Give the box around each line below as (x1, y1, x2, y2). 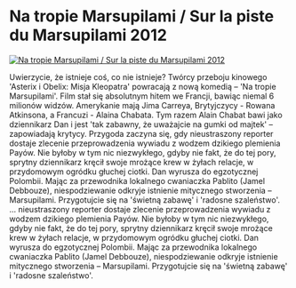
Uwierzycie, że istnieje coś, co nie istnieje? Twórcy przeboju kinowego (9, 71, 268, 82)
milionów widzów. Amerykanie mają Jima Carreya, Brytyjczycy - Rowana (9, 100, 276, 110)
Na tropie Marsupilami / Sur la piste (9, 6, 274, 27)
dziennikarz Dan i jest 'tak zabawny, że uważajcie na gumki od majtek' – (9, 118, 274, 130)
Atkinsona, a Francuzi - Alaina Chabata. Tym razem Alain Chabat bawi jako (9, 109, 283, 120)
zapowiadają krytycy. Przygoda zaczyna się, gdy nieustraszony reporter (9, 128, 274, 139)
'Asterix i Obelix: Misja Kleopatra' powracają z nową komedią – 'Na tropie (9, 81, 277, 92)
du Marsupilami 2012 (9, 25, 167, 45)
